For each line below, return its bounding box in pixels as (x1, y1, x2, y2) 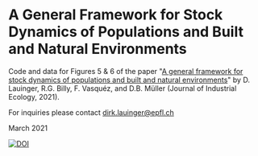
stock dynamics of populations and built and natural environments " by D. (8, 75, 250, 84)
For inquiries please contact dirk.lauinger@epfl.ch (8, 107, 175, 117)
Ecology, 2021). (8, 92, 60, 101)
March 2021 (8, 123, 48, 133)
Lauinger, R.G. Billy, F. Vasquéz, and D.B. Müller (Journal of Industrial (8, 83, 237, 93)
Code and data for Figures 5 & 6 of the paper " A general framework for (8, 66, 243, 76)
